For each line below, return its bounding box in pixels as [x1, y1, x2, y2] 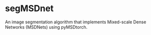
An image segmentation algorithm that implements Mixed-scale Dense [5, 19, 147, 25]
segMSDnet [5, 3, 54, 14]
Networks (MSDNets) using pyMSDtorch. [5, 24, 88, 30]
